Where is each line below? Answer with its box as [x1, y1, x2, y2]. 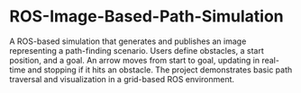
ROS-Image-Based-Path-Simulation [9, 6, 284, 27]
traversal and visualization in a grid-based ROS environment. [9, 73, 235, 84]
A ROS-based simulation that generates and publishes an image [9, 36, 247, 46]
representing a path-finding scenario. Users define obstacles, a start [9, 45, 264, 55]
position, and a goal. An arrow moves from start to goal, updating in [9, 55, 260, 65]
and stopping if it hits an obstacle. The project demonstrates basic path [27, 64, 293, 75]
